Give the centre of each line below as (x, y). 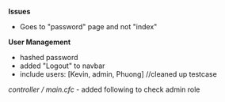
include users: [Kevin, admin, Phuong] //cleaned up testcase (118, 74)
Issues (19, 11)
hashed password (49, 57)
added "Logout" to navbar (62, 66)
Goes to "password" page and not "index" (88, 26)
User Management (40, 42)
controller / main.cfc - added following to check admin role (104, 89)
